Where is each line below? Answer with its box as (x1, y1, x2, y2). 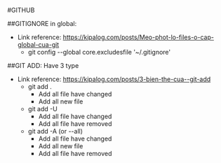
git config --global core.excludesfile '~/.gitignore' (27, 48, 171, 56)
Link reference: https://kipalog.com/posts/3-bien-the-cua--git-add (17, 75, 211, 83)
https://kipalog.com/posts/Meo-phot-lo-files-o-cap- (62, 33, 214, 41)
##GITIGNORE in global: (7, 20, 77, 27)
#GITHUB (7, 6, 35, 14)
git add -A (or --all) (27, 127, 83, 135)
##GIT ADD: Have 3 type (7, 62, 79, 69)
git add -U (27, 105, 58, 113)
